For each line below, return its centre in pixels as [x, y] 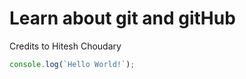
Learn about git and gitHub [122, 18]
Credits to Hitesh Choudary [65, 46]
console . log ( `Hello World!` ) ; [72, 64]
